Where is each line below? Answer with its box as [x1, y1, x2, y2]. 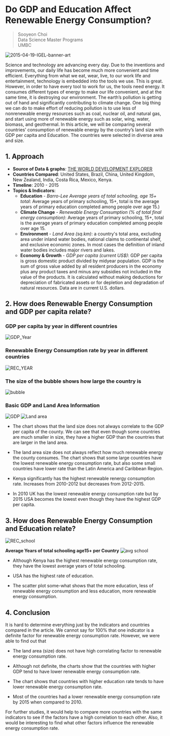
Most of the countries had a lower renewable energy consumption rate [12, 693, 160, 699]
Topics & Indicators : [12, 187, 56, 193]
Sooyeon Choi [17, 31, 47, 37]
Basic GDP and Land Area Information [5, 402, 100, 409]
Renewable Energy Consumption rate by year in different [5, 347, 148, 354]
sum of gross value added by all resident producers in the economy [20, 263, 162, 269]
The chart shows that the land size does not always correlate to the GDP [12, 423, 164, 430]
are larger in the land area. [12, 439, 68, 446]
